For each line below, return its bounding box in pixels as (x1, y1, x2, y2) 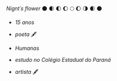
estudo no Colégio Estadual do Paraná (14, 56, 111, 63)
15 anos (14, 19, 35, 26)
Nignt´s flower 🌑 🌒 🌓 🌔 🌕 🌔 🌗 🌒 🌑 (6, 5, 103, 12)
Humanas (14, 44, 40, 52)
